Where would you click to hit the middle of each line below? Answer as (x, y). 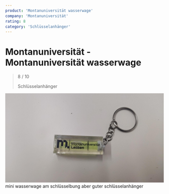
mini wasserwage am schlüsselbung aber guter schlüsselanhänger (74, 186)
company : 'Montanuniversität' (37, 16)
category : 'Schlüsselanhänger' (38, 27)
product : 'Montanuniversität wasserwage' (49, 11)
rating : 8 (16, 21)
